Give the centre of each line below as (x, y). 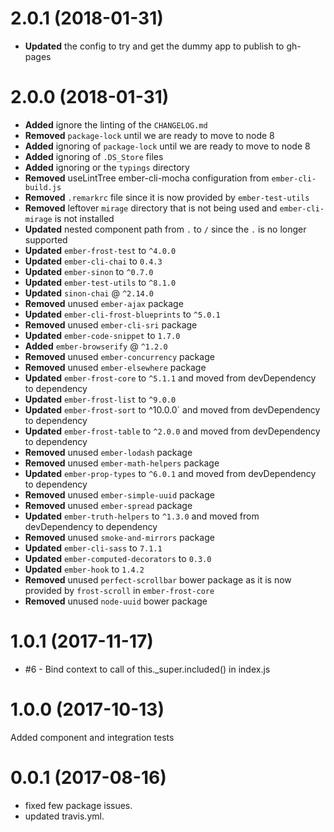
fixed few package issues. (78, 805)
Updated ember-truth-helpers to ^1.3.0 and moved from (142, 516)
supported (46, 239)
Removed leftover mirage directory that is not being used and (151, 208)
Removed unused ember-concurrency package (119, 356)
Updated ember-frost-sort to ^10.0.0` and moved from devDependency (172, 409)
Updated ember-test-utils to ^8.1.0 (100, 282)
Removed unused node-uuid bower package (116, 601)
